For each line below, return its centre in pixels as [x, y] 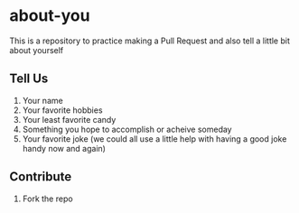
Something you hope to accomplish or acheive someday [127, 129]
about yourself [37, 50]
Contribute [41, 177]
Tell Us [29, 79]
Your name [42, 100]
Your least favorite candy [69, 119]
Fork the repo [48, 199]
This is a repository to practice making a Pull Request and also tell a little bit [150, 41]
